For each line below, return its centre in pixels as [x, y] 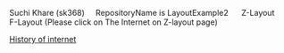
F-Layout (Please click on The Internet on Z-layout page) [114, 22]
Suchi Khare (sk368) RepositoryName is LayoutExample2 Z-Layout [142, 13]
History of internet [43, 39]
